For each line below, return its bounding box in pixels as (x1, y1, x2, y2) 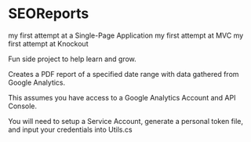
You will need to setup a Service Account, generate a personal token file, (8, 116, 243, 126)
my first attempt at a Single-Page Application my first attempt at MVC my (8, 31, 244, 40)
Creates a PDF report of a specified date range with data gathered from (8, 69, 239, 78)
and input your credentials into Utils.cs (8, 125, 133, 134)
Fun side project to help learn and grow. (8, 54, 137, 64)
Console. (8, 101, 38, 111)
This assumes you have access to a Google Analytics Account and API (8, 93, 236, 102)
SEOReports (8, 5, 89, 23)
